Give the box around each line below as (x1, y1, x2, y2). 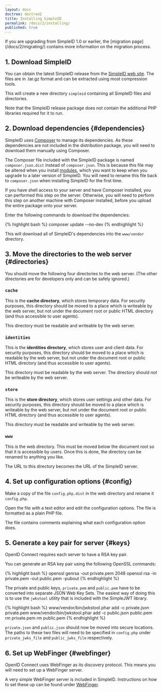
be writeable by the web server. (5, 375, 68, 381)
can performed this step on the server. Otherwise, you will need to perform (5, 192, 155, 198)
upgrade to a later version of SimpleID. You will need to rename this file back (5, 172, 157, 178)
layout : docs (5, 7, 31, 12)
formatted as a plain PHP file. (5, 510, 63, 516)
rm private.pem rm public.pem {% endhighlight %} (5, 615, 106, 621)
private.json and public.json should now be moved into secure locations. (5, 624, 154, 630)
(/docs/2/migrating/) (5, 44, 46, 50)
